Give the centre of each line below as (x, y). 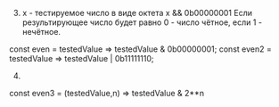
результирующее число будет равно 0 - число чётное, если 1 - (142, 22)
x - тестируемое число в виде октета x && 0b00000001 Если (137, 13)
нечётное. (41, 32)
